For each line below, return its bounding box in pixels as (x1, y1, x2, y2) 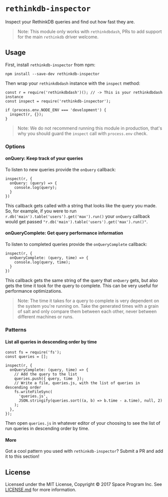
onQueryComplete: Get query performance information (5, 230, 124, 236)
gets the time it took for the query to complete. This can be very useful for (5, 283, 158, 289)
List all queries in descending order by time (5, 338, 97, 345)
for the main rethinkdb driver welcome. (17, 34, 99, 40)
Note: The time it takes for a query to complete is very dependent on (17, 298, 159, 304)
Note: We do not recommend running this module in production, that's (17, 125, 162, 131)
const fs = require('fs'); (5, 350, 62, 355)
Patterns (5, 326, 27, 333)
